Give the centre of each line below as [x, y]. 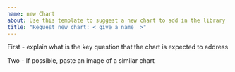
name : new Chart [31, 14]
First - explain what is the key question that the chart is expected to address [118, 47]
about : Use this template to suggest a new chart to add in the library [116, 20]
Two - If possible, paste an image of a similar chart [81, 61]
